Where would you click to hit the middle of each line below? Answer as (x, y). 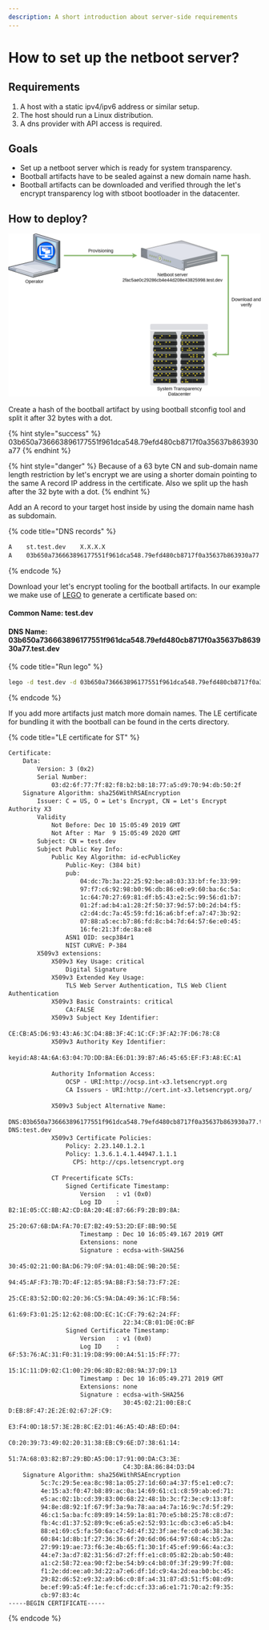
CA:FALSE (80, 1010)
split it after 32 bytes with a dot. (60, 418)
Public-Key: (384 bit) (103, 865)
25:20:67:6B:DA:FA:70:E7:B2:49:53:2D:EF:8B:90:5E (93, 1226)
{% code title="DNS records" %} (62, 531)
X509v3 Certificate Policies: (101, 1138)
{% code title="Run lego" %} (56, 667)
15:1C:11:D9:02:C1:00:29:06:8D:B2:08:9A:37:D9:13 (93, 1370)
